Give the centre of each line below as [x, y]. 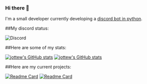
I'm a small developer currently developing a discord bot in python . [74, 19]
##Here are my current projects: [38, 67]
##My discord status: [27, 28]
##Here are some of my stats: [36, 48]
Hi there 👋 [17, 8]
